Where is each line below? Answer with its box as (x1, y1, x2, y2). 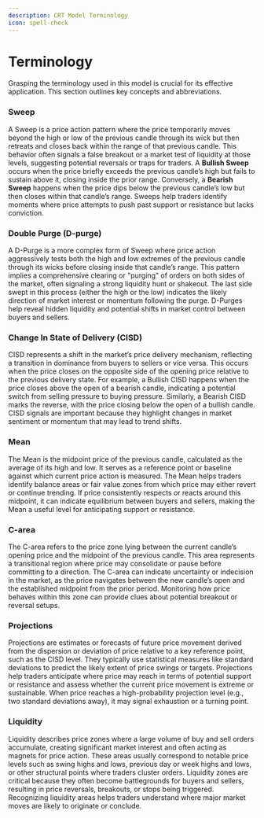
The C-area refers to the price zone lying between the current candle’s (8, 542, 237, 551)
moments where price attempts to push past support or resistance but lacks (8, 200, 254, 209)
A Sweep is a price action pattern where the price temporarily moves (8, 124, 231, 134)
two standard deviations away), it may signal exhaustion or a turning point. (8, 697, 249, 706)
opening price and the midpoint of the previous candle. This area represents (8, 550, 255, 559)
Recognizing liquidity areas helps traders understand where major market (8, 792, 246, 802)
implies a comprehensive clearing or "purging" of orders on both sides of (8, 271, 245, 280)
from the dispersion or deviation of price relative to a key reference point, (8, 647, 245, 656)
